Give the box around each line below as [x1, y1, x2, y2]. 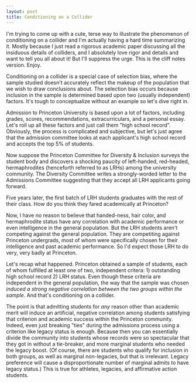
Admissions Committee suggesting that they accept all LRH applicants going [6, 177, 190, 184]
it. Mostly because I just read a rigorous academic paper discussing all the [6, 42, 185, 50]
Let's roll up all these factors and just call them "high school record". [6, 121, 171, 128]
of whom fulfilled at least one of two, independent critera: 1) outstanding [6, 266, 180, 273]
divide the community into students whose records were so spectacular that [6, 334, 190, 341]
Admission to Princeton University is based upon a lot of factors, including [6, 109, 185, 116]
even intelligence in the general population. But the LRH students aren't [6, 224, 178, 231]
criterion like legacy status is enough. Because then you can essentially [6, 328, 178, 335]
